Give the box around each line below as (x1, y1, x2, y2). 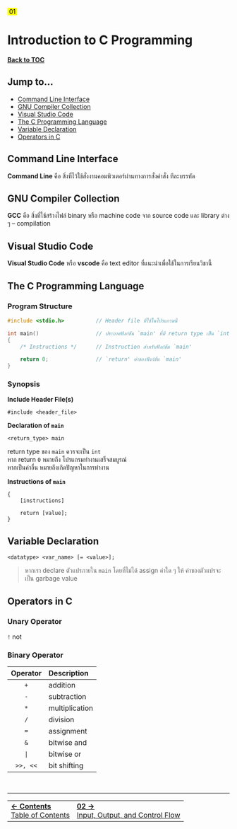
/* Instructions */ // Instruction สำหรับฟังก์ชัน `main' (20, 343, 193, 350)
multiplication (48, 703, 94, 713)
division (48, 715, 75, 725)
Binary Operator (7, 650, 63, 660)
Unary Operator (7, 616, 62, 626)
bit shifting (48, 761, 84, 771)
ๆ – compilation (7, 219, 51, 228)
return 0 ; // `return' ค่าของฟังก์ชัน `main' (20, 356, 182, 363)
